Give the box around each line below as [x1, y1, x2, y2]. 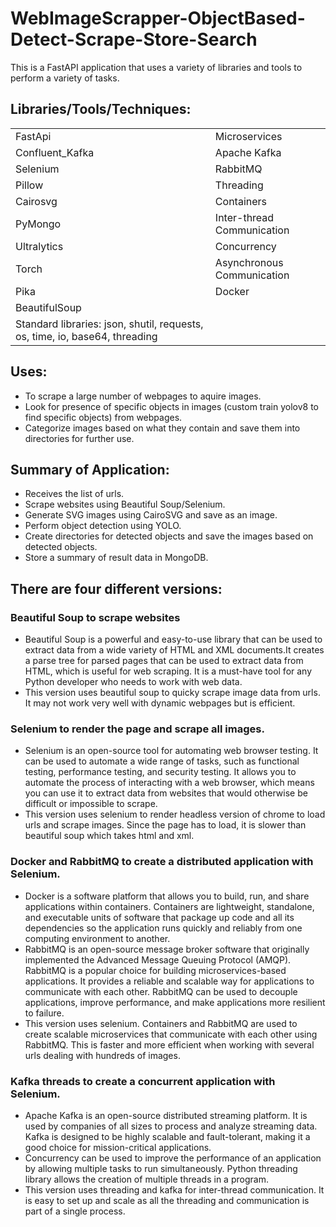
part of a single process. [24, 1205, 126, 1217]
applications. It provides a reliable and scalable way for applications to [24, 975, 315, 987]
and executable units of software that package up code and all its [24, 911, 295, 923]
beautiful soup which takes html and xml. [24, 830, 195, 842]
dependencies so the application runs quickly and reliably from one [24, 922, 303, 934]
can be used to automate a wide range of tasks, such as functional [24, 755, 300, 767]
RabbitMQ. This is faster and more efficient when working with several [24, 1038, 315, 1051]
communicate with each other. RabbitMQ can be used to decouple [24, 985, 298, 997]
